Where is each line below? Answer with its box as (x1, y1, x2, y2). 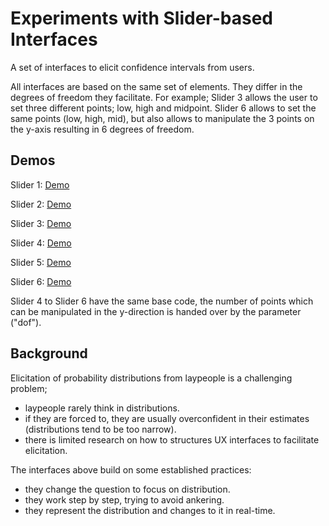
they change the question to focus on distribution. (24, 483, 231, 495)
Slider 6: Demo (10, 275, 72, 287)
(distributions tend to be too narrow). (24, 423, 177, 435)
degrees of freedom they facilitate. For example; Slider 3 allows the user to (10, 91, 318, 103)
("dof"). (10, 316, 42, 328)
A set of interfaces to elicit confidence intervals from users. (10, 61, 255, 73)
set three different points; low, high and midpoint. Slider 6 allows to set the (10, 102, 317, 114)
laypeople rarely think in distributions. (24, 402, 180, 414)
